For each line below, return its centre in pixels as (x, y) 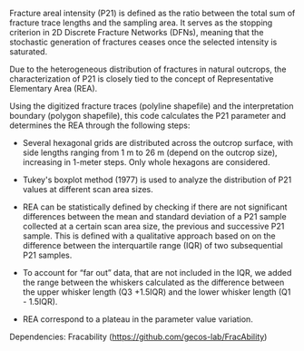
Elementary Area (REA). (54, 88)
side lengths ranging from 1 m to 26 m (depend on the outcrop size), (150, 152)
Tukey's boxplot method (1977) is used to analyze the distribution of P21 (157, 180)
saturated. (29, 52)
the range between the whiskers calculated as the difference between (153, 282)
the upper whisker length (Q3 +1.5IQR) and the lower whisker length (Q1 (157, 292)
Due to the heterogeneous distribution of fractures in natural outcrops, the (148, 69)
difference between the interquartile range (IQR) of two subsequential (152, 245)
